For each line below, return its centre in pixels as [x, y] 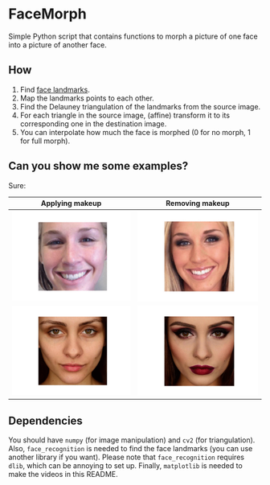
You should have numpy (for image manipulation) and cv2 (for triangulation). [132, 440]
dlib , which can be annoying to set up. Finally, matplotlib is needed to [125, 466]
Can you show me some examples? [98, 166]
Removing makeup [198, 203]
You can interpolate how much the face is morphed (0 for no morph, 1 [135, 132]
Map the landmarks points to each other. [87, 98]
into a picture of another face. [57, 44]
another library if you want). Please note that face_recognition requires [127, 457]
